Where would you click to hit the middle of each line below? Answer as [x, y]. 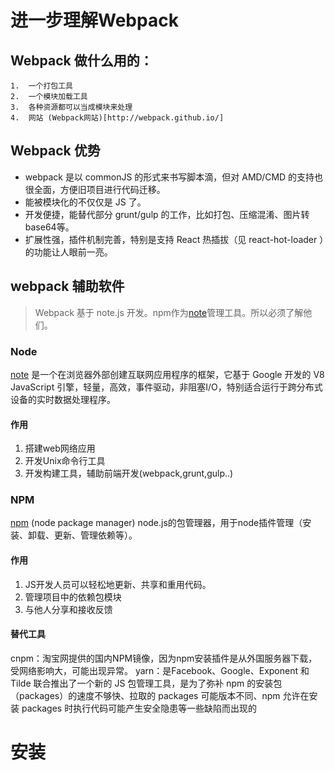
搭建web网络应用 [60, 448]
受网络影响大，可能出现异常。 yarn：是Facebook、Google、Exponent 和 [160, 670]
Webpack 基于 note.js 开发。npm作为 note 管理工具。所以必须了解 [169, 312]
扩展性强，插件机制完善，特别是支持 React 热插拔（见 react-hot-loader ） [174, 239]
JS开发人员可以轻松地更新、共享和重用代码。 [118, 584]
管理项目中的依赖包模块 [73, 597]
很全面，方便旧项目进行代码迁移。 [95, 189]
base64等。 [49, 227]
